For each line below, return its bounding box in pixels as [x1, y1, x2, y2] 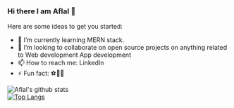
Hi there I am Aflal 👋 [7, 6, 76, 16]
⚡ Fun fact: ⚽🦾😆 [17, 69, 65, 78]
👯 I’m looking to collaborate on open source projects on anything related [17, 43, 228, 52]
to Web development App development [17, 50, 132, 59]
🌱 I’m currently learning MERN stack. [17, 36, 125, 44]
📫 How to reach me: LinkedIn [17, 59, 104, 67]
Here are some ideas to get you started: [7, 22, 123, 31]
